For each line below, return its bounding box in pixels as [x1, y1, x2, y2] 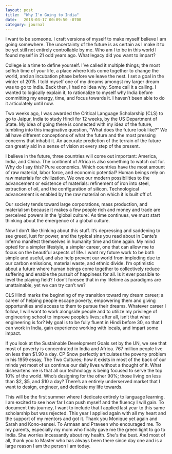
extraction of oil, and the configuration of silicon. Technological [5, 186, 140, 192]
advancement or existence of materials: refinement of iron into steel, [5, 180, 150, 186]
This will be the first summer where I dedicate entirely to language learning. [5, 394, 165, 400]
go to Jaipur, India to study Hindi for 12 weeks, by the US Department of [5, 116, 158, 122]
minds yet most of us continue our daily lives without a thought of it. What [5, 362, 162, 368]
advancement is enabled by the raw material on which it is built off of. [5, 191, 152, 198]
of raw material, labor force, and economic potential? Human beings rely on [5, 169, 165, 176]
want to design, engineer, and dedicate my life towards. [5, 384, 123, 390]
